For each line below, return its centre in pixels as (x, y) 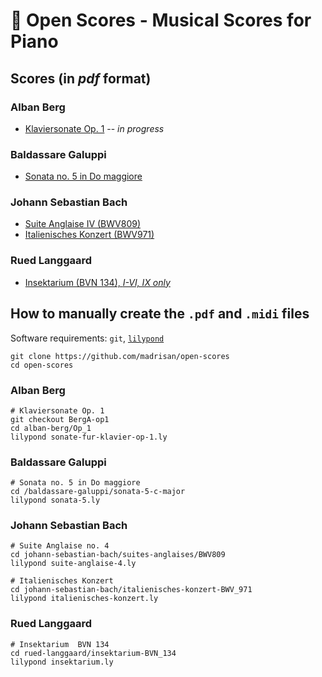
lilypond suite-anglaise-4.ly (73, 564)
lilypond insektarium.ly (62, 662)
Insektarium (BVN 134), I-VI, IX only (97, 282)
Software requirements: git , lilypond (87, 338)
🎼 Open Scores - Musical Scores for (161, 20)
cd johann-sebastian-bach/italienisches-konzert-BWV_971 (131, 590)
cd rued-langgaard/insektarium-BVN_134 (93, 653)
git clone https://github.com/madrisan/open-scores (120, 356)
